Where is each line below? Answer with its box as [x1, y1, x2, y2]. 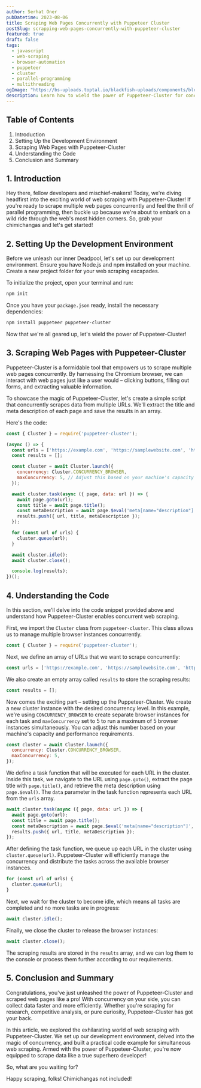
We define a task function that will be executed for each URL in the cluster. [6, 769, 190, 776]
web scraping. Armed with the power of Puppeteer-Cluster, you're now [6, 1045, 181, 1053]
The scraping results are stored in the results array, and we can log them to [6, 949, 194, 957]
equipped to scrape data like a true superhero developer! [6, 1051, 147, 1059]
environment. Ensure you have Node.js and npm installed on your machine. [6, 261, 191, 268]
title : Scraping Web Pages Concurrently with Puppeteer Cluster [6, 20, 170, 26]
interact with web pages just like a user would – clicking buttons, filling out [6, 376, 190, 384]
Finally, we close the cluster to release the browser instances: [6, 926, 159, 934]
